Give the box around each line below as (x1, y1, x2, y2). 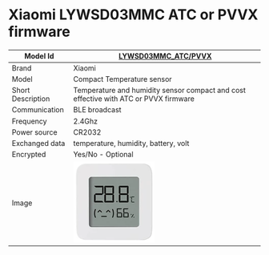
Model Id (23, 51, 54, 61)
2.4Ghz (73, 116, 98, 126)
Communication (11, 105, 64, 115)
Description (11, 94, 50, 103)
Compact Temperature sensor (73, 74, 172, 83)
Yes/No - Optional (73, 150, 134, 160)
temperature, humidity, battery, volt (73, 139, 190, 148)
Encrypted (11, 150, 46, 160)
